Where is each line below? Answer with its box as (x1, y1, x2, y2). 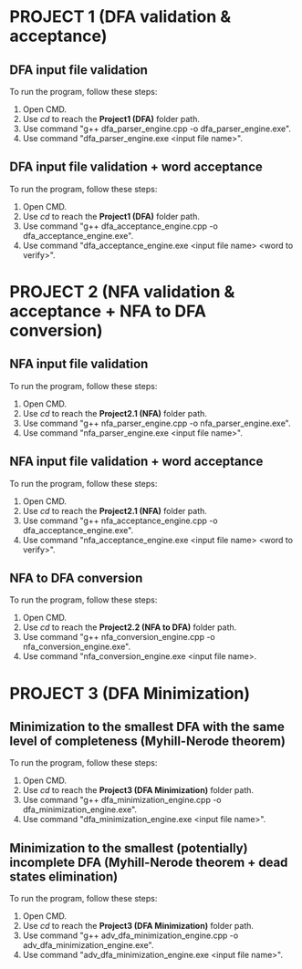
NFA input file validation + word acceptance (9, 454, 264, 469)
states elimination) (9, 869, 119, 884)
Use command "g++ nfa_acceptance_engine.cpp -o (22, 515, 218, 526)
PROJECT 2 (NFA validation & (9, 282, 235, 302)
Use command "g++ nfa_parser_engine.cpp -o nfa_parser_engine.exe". (22, 417, 291, 428)
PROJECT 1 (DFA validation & (9, 6, 232, 27)
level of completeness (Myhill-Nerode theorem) (9, 734, 286, 749)
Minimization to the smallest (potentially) (9, 840, 248, 856)
